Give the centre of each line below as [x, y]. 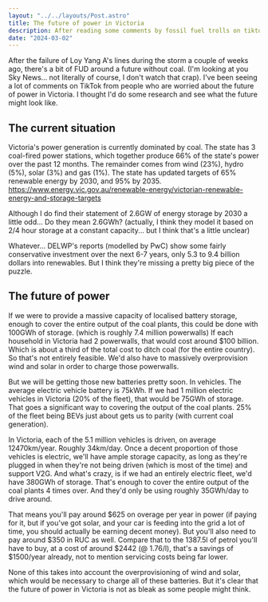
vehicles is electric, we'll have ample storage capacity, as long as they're [128, 456]
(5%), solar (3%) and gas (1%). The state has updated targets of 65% [122, 173]
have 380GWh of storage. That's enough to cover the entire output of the [129, 482]
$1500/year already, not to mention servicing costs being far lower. [118, 557]
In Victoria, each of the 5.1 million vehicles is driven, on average [112, 439]
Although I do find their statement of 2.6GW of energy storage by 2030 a [128, 214]
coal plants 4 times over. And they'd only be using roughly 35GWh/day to [128, 490]
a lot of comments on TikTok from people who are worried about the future [131, 86]
